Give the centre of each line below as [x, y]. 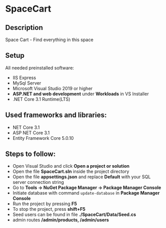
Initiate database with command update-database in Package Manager [86, 193]
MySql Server [27, 83]
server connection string [38, 182]
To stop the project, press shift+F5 [49, 209]
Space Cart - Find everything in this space [49, 40]
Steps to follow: [30, 154]
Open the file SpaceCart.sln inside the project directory [71, 172]
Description [24, 28]
